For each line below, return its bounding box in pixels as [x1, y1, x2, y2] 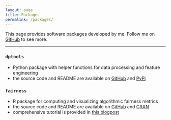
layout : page [5, 7, 33, 13]
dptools [5, 54, 24, 60]
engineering [12, 69, 38, 76]
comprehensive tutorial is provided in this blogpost [12, 109, 120, 115]
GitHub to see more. [5, 36, 47, 42]
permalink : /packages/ [5, 17, 53, 22]
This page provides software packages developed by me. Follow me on [5, 31, 155, 37]
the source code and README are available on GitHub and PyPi [12, 75, 146, 81]
